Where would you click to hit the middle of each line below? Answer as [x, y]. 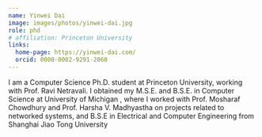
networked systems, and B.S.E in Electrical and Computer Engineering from [131, 116]
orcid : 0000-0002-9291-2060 [62, 60]
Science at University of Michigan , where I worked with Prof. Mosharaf [124, 99]
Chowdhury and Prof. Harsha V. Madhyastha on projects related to [116, 107]
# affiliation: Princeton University [70, 38]
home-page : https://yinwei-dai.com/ [76, 52]
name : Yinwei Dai [37, 15]
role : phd [25, 30]
